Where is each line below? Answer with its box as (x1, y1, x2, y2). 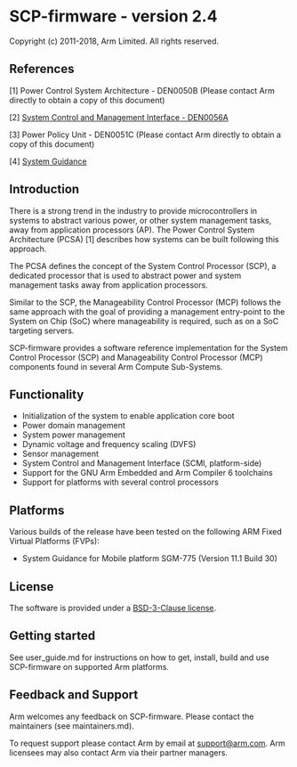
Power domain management (21, 420, 126, 431)
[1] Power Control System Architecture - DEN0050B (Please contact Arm (9, 85, 276, 95)
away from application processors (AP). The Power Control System (9, 224, 255, 235)
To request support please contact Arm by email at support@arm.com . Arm (9, 738, 286, 748)
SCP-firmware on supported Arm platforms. (9, 661, 169, 672)
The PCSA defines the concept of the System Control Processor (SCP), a (9, 260, 277, 271)
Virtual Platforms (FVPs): (9, 536, 100, 547)
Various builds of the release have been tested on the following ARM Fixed (9, 526, 282, 537)
